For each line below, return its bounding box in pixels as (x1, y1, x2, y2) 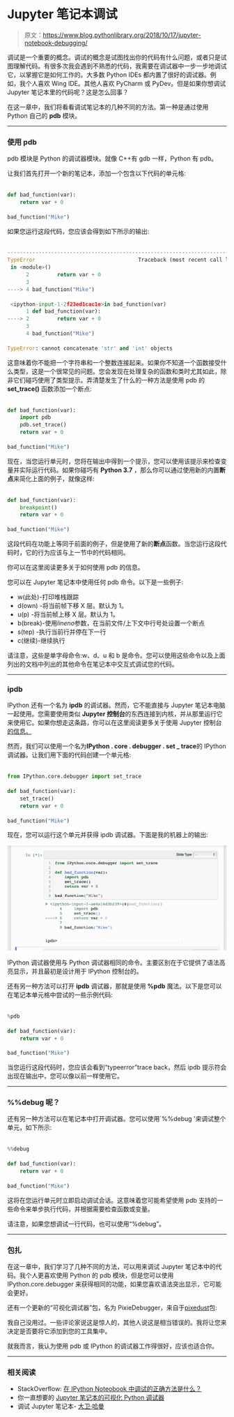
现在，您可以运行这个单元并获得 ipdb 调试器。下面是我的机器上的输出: (7, 831, 209, 839)
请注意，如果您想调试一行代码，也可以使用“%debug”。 (7, 1219, 166, 1228)
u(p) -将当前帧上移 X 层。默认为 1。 (17, 610, 120, 618)
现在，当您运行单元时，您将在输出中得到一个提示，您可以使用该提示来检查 (7, 457, 221, 465)
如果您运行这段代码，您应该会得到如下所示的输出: (7, 227, 150, 235)
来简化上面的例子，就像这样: (13, 474, 95, 482)
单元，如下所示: (7, 1123, 52, 1132)
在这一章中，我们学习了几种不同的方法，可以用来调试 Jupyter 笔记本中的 (7, 1262, 216, 1270)
